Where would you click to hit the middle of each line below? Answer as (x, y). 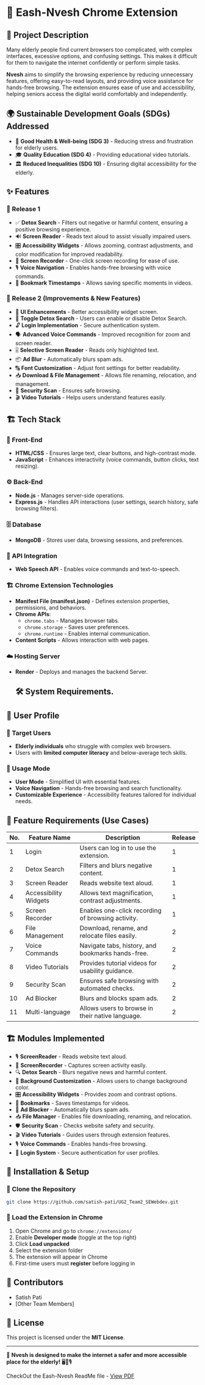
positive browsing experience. (53, 229)
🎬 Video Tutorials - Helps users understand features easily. (91, 397)
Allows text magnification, (117, 893)
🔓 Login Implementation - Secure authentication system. (88, 325)
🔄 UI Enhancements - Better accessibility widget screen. (87, 311)
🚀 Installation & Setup (48, 1172)
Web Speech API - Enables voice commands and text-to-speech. (97, 569)
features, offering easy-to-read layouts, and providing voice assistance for (100, 81)
